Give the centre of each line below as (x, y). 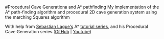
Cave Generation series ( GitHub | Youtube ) (48, 32)
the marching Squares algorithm (37, 17)
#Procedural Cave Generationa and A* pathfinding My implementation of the (82, 7)
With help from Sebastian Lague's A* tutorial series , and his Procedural (77, 26)
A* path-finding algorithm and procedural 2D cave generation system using (81, 12)
